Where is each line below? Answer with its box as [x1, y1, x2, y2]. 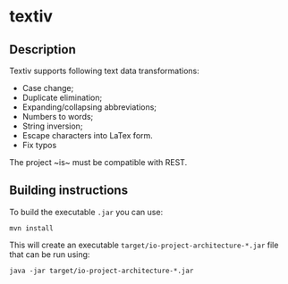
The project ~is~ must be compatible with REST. [9, 157, 188, 167]
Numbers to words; [21, 112, 94, 121]
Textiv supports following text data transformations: [9, 65, 199, 76]
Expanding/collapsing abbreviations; [21, 102, 157, 113]
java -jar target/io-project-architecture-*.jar [9, 266, 194, 275]
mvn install [9, 223, 54, 233]
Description [9, 42, 76, 57]
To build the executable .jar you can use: [9, 206, 164, 217]
